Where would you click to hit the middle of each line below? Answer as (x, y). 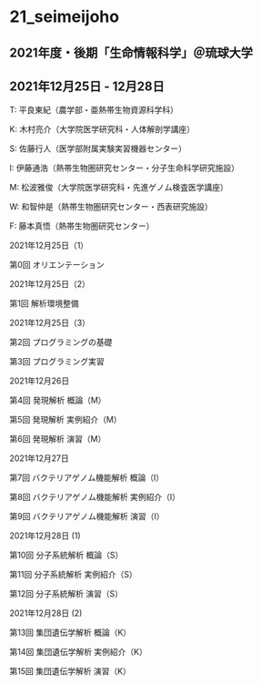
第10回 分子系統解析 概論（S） (66, 555)
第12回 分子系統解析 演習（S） (66, 594)
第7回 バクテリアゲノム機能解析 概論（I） (87, 478)
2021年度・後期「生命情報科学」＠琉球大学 (131, 52)
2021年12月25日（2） (50, 284)
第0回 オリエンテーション (57, 265)
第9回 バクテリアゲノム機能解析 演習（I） (87, 516)
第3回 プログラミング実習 (57, 362)
